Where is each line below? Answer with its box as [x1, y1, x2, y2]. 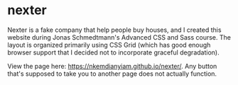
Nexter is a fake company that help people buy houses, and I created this [7, 25, 222, 34]
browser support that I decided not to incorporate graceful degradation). [7, 48, 220, 57]
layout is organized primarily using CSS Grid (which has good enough [7, 40, 211, 49]
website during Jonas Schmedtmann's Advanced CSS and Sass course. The [7, 33, 231, 41]
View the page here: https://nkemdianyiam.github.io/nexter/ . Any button [7, 62, 217, 70]
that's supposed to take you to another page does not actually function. [7, 69, 217, 78]
